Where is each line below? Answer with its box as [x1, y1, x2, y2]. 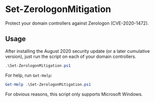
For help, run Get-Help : [5, 72, 52, 78]
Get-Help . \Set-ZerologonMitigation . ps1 [5, 82, 92, 87]
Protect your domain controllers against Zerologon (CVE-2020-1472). [5, 20, 149, 26]
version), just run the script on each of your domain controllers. [5, 53, 137, 59]
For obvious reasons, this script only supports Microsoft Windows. [5, 91, 143, 97]
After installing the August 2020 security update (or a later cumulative [5, 48, 150, 54]
